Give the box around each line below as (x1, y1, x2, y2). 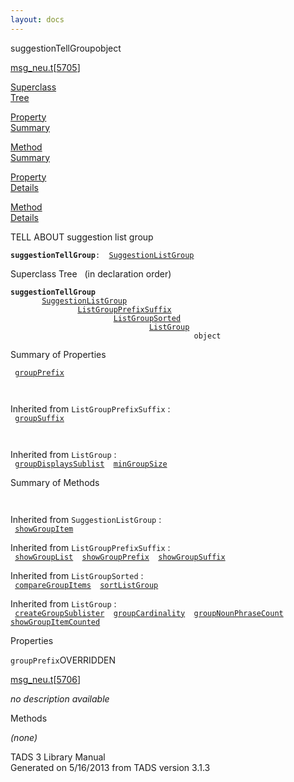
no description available (10, 692, 110, 705)
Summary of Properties (10, 348, 107, 360)
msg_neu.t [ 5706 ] (10, 673, 82, 685)
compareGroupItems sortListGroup (14, 580, 159, 590)
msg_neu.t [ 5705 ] (10, 61, 81, 73)
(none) (10, 731, 38, 743)
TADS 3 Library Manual (10, 751, 106, 763)
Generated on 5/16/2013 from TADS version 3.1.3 (10, 761, 211, 773)
